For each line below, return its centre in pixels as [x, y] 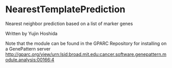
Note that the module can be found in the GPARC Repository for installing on [86, 43]
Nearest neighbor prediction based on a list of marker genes [69, 24]
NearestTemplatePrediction [65, 9]
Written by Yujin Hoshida [32, 33]
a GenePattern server [28, 49]
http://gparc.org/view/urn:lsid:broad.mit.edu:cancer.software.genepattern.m [86, 54]
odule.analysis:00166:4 [30, 59]
